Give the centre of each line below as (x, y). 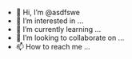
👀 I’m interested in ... (50, 21)
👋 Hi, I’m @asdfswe (48, 12)
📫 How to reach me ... (53, 47)
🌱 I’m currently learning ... (58, 29)
